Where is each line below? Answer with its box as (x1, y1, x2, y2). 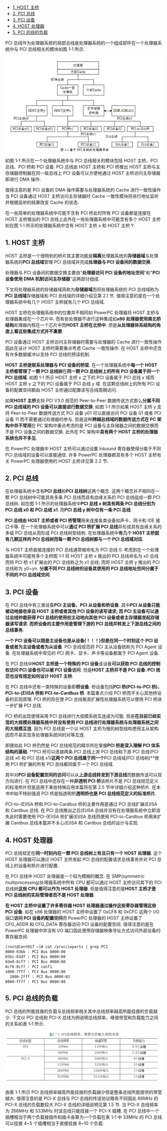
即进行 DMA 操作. (5, 176, 41, 182)
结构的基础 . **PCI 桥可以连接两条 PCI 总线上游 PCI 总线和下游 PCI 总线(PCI (5, 749, 159, 755)
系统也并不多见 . (5, 435, 37, 441)
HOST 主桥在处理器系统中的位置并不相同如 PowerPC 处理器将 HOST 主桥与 (5, 309, 160, 316)
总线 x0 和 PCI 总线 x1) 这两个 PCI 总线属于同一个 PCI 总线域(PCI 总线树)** (5, 755, 155, 761)
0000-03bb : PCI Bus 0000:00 (5, 949, 66, 954)
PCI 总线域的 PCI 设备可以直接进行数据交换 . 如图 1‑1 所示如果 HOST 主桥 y (5, 403, 156, 409)
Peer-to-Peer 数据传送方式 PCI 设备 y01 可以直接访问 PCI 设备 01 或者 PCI (10, 410, 162, 416)
